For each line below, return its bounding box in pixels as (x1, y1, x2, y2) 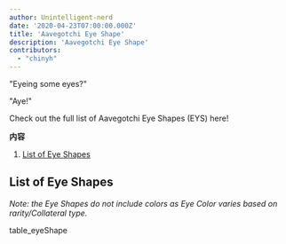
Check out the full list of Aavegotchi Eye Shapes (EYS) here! (9, 113, 229, 123)
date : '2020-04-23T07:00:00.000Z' (9, 21, 138, 30)
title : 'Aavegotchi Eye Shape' (9, 29, 125, 38)
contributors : (9, 46, 62, 55)
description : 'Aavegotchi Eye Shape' (9, 37, 149, 47)
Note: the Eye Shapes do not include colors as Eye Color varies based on (9, 198, 278, 209)
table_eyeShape (9, 224, 68, 235)
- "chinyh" (17, 54, 58, 63)
